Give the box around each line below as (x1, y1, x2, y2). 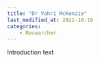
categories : (7, 23, 41, 30)
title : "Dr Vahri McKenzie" (7, 10, 88, 17)
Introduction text (7, 48, 54, 56)
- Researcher (19, 29, 57, 37)
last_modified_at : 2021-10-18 (7, 17, 94, 23)
